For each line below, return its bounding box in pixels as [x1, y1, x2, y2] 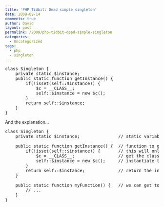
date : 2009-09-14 [5, 12, 41, 17]
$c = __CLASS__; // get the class [36, 153, 160, 159]
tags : [5, 44, 16, 48]
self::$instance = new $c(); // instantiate [36, 158, 155, 164]
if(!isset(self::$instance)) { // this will [25, 148, 150, 154]
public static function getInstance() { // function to [15, 143, 155, 149]
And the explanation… [5, 119, 49, 125]
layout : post [5, 25, 32, 30]
